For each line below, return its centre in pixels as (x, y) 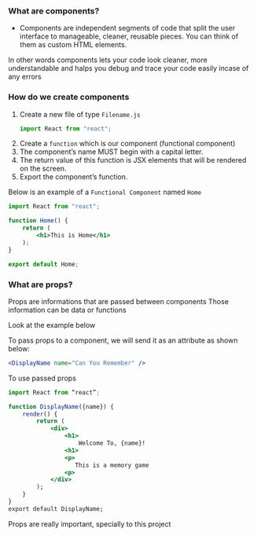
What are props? (40, 285)
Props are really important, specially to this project (90, 523)
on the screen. (43, 169)
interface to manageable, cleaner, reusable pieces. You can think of (129, 36)
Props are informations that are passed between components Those (119, 301)
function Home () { (38, 221)
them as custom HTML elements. (73, 45)
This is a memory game (112, 465)
